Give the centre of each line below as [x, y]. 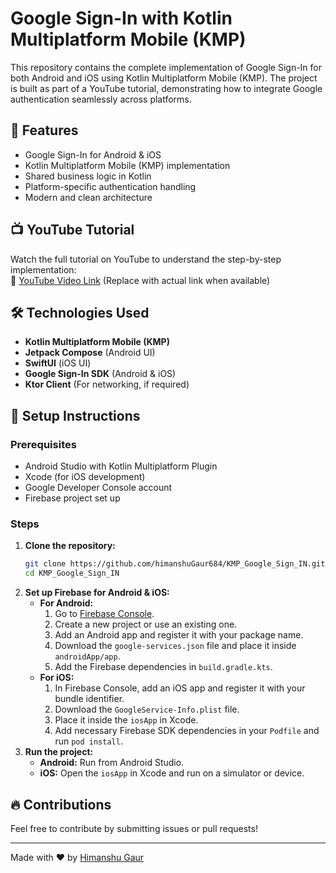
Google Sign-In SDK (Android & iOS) [100, 374]
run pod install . [88, 741]
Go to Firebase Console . [104, 614]
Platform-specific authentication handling [110, 186]
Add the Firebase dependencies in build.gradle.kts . [163, 667]
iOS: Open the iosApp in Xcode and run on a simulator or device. [172, 773]
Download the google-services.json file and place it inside [175, 646]
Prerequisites [43, 444]
